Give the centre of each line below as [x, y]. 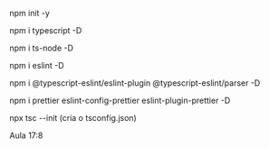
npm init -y [29, 13]
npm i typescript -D [46, 30]
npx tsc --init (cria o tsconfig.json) [73, 118]
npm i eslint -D [37, 65]
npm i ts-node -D [42, 48]
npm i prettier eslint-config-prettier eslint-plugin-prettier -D [120, 100]
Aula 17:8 [26, 135]
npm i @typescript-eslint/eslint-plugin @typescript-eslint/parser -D [135, 83]
